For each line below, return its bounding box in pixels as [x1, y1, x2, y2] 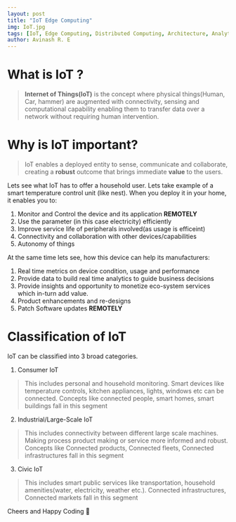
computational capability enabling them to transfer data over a [24, 105, 205, 113]
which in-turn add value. [17, 289, 89, 297]
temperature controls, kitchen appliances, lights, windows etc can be [24, 386, 225, 395]
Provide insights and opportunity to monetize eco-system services [17, 282, 211, 290]
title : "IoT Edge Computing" [7, 17, 93, 24]
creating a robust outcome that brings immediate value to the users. [24, 168, 223, 176]
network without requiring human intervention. [24, 112, 159, 121]
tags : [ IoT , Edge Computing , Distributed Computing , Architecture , [7, 30, 209, 37]
